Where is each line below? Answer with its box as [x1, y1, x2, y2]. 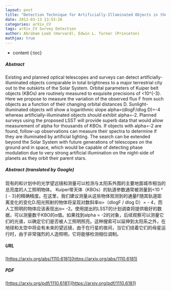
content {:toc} [12, 49, 42, 56]
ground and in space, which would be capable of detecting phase [5, 144, 143, 150]
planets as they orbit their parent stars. [5, 155, 87, 161]
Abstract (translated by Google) [5, 167, 75, 173]
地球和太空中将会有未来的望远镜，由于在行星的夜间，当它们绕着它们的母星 [5, 224, 161, 231]
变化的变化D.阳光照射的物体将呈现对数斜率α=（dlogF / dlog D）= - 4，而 [9, 199, 163, 205]
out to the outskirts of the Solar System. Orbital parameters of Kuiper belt [5, 85, 159, 91]
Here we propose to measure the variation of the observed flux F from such [5, 95, 164, 102]
